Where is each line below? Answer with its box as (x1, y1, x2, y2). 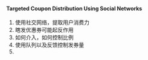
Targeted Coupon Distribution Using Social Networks (6, 5, 143, 12)
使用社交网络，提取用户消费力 (14, 19, 89, 26)
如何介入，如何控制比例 (14, 34, 74, 41)
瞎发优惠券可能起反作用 (14, 26, 74, 34)
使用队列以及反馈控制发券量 (14, 41, 85, 49)
